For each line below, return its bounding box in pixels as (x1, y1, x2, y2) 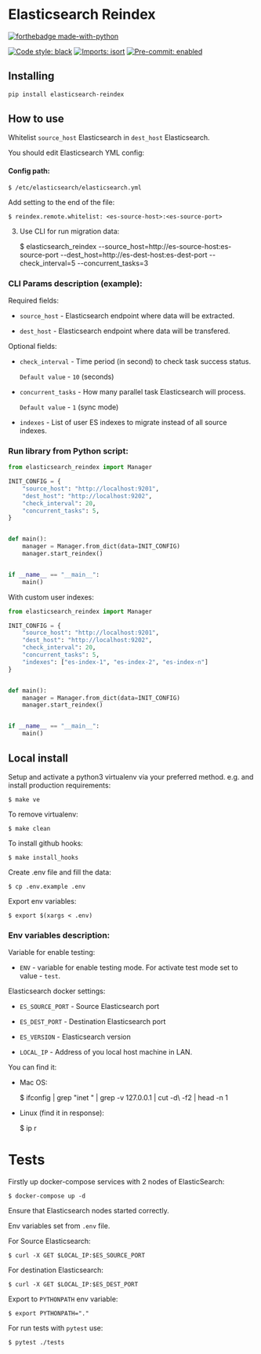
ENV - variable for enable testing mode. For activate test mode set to (19, 963, 238, 972)
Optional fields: (8, 341, 57, 350)
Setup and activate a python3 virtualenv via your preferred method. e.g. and (8, 772, 254, 781)
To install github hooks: (8, 838, 84, 848)
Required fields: (8, 295, 60, 305)
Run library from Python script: (8, 446, 129, 457)
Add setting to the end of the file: (8, 197, 115, 207)
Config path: (8, 167, 50, 176)
